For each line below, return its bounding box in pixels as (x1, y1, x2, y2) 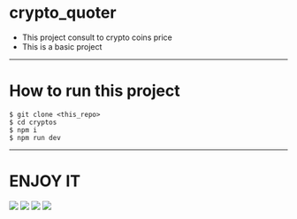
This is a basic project (21, 41, 103, 51)
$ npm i (9, 125, 38, 135)
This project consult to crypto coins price (21, 32, 172, 43)
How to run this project (9, 81, 181, 101)
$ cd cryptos (9, 118, 57, 127)
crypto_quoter (9, 3, 117, 23)
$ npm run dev (9, 133, 62, 142)
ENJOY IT (9, 171, 81, 192)
